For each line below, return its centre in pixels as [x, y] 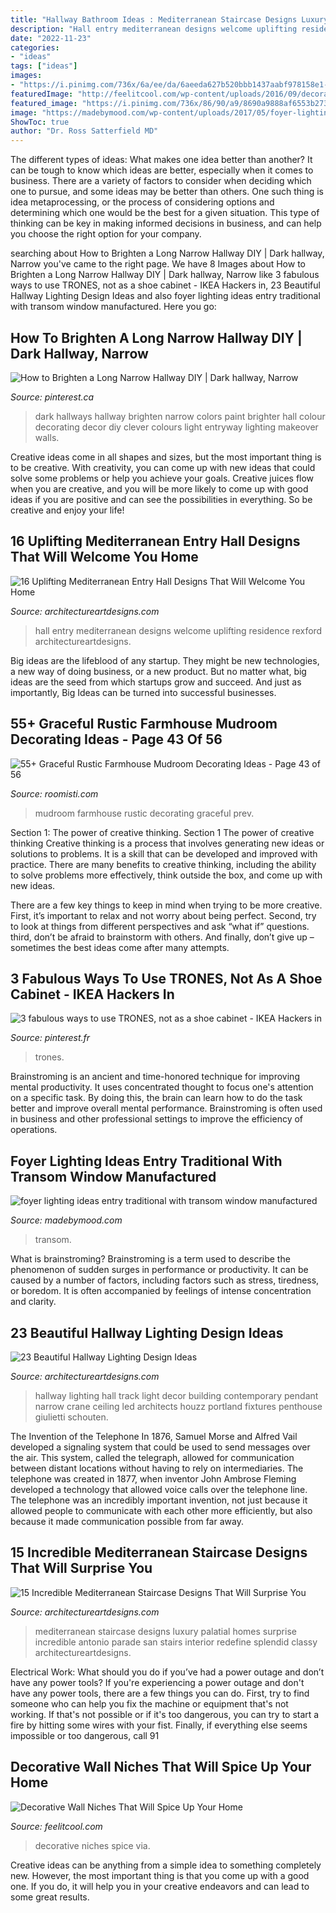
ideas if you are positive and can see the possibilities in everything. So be [161, 499]
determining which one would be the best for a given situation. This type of [165, 213]
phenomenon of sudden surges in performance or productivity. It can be [159, 1270]
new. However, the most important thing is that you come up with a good [160, 1875]
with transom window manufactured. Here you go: [113, 307]
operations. [34, 1130]
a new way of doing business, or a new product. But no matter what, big [158, 671]
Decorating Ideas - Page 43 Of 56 [116, 739]
